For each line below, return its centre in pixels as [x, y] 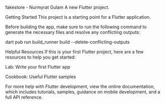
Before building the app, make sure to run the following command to [76, 27]
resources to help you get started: [40, 57]
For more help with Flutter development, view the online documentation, [80, 86]
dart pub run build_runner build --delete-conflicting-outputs [68, 42]
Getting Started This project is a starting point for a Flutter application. [78, 17]
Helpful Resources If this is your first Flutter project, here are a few [74, 52]
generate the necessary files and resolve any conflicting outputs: [73, 32]
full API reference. [24, 97]
